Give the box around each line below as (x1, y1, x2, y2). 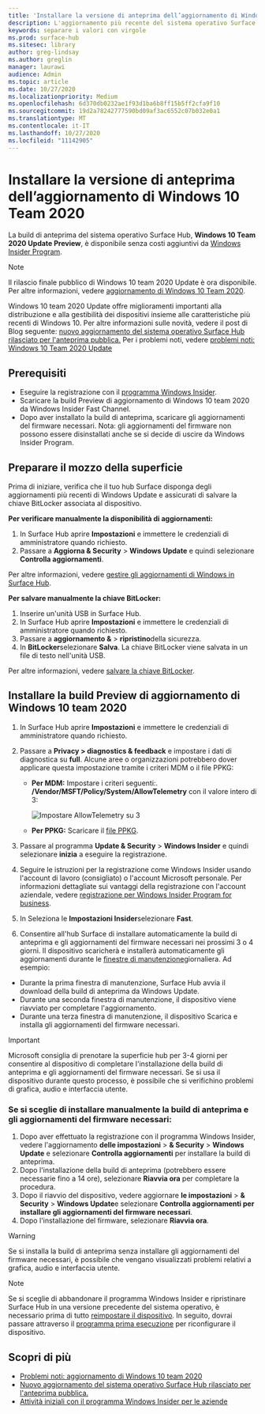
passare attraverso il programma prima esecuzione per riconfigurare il (8, 1319, 237, 1329)
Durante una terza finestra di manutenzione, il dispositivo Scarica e (19, 1011, 238, 1021)
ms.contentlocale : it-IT (8, 122, 90, 130)
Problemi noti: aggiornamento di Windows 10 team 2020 (19, 1371, 203, 1381)
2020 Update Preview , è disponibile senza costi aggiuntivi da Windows (8, 239, 241, 248)
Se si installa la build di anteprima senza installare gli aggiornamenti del (8, 1246, 240, 1256)
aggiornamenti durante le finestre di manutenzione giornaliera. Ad (19, 954, 232, 963)
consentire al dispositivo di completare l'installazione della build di (8, 1059, 223, 1068)
